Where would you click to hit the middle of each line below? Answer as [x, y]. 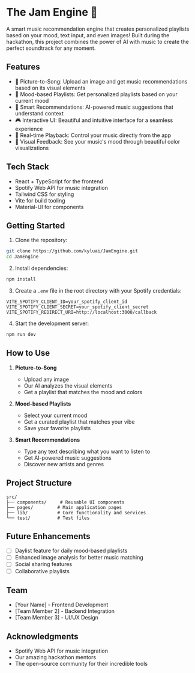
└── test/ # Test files [48, 518]
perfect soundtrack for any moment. [51, 48]
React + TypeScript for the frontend [59, 181]
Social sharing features [43, 564]
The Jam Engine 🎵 [52, 12]
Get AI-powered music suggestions [68, 458]
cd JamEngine [22, 257]
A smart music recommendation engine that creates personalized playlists [98, 29]
